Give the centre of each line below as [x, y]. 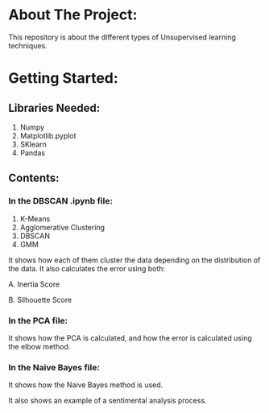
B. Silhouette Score [40, 299]
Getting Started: [63, 78]
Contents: [34, 178]
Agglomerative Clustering [62, 227]
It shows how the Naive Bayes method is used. [86, 385]
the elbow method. [39, 346]
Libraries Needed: [54, 107]
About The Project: [73, 15]
